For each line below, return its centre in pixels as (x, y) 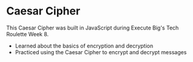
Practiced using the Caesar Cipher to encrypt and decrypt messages (101, 52)
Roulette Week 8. (28, 34)
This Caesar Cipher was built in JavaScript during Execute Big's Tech (93, 28)
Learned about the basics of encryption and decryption (84, 46)
